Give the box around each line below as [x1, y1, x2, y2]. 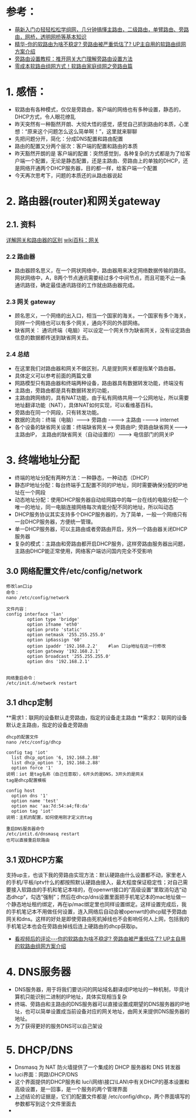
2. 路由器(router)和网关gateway [6, 195, 161, 208]
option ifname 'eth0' [27, 622, 80, 627]
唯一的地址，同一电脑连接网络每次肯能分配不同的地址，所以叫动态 [14, 503, 174, 511]
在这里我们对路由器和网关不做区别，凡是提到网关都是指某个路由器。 [14, 364, 179, 371]
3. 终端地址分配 [6, 453, 80, 467]
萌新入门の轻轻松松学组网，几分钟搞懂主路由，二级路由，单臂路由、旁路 [14, 26, 189, 33]
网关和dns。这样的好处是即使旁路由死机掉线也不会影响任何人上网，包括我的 [6, 916, 190, 923]
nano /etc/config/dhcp [6, 739, 61, 745]
